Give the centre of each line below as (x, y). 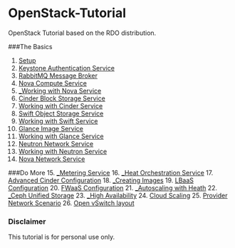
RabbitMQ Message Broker (58, 76)
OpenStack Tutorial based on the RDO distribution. (82, 33)
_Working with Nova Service (60, 91)
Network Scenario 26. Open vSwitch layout (71, 203)
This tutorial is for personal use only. (62, 237)
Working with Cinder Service (61, 105)
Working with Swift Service (58, 121)
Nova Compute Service (53, 83)
